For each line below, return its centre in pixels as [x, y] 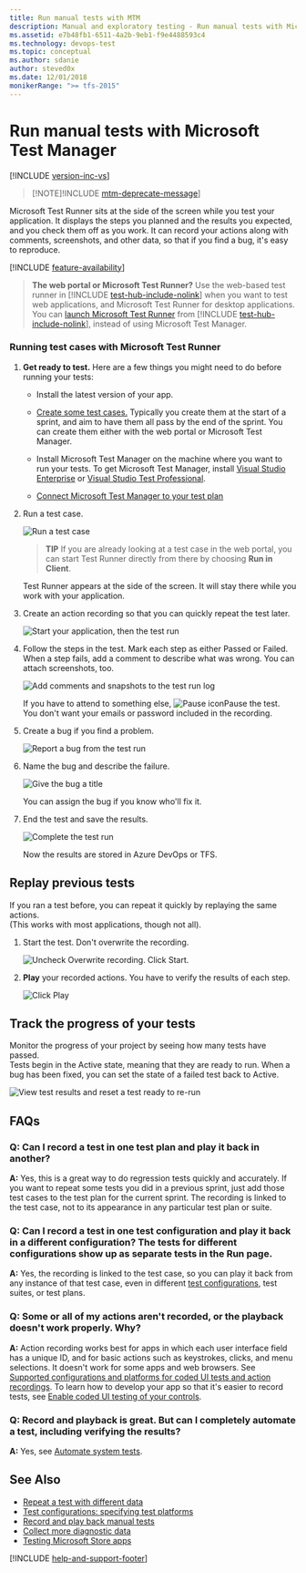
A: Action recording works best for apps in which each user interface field [148, 1348]
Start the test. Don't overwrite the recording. [106, 942]
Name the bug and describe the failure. [96, 766]
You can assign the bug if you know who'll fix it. [112, 801]
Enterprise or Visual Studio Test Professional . [121, 478]
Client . [58, 568]
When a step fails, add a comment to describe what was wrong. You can [158, 658]
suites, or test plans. [47, 1293]
